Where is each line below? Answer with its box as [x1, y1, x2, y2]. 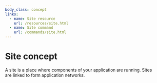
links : [5, 12, 19, 17]
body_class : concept [5, 7, 47, 12]
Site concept [5, 51, 58, 62]
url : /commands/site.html [14, 30, 67, 35]
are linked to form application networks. [5, 72, 85, 78]
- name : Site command [9, 25, 54, 30]
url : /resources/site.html [14, 21, 69, 26]
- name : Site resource [9, 16, 56, 21]
